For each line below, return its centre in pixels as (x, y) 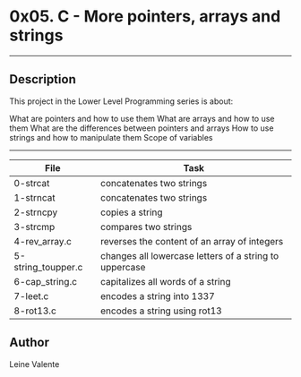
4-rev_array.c (43, 241)
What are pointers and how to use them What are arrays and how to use (142, 118)
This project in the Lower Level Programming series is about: (121, 101)
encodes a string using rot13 (161, 311)
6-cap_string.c (46, 281)
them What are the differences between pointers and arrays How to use (142, 128)
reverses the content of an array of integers (192, 241)
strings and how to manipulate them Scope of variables (111, 137)
